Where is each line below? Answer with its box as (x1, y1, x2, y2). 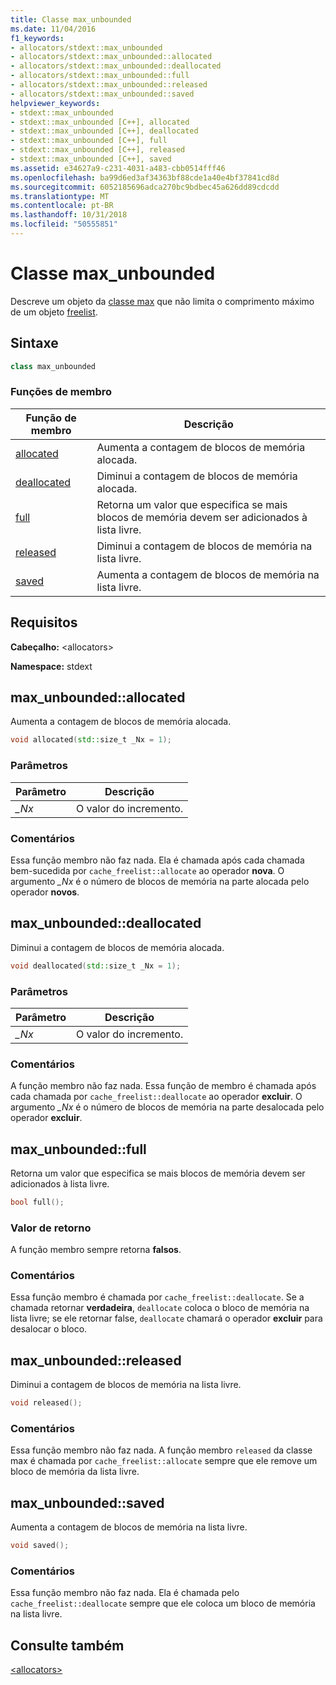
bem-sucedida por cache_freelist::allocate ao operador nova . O (10, 864, 285, 876)
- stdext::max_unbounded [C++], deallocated (10, 126, 199, 136)
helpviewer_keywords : (10, 98, 101, 108)
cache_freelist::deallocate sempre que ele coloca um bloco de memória (10, 1597, 316, 1610)
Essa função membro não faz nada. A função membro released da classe (10, 1444, 313, 1456)
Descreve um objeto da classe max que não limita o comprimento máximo (10, 295, 315, 307)
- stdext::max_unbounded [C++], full (10, 136, 168, 146)
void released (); (10, 1398, 83, 1408)
